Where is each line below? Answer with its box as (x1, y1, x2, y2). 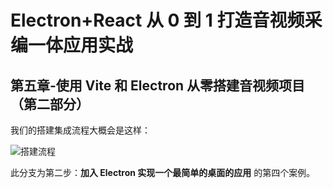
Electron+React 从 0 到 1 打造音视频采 (10, 9, 323, 32)
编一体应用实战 (10, 34, 134, 57)
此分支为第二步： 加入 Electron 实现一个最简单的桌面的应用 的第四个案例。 (10, 167, 316, 178)
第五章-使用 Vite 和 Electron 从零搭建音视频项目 (10, 77, 306, 94)
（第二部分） (10, 96, 90, 113)
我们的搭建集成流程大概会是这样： (10, 124, 151, 136)
